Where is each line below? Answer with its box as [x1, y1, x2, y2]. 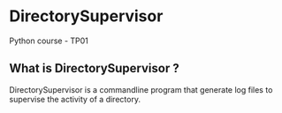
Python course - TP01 [9, 35, 88, 46]
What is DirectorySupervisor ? [9, 61, 179, 76]
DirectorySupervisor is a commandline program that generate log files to [9, 84, 273, 94]
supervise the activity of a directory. [9, 94, 141, 104]
